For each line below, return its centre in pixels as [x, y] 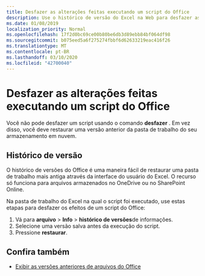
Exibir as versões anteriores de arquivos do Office [78, 267]
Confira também [38, 252]
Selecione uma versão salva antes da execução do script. [88, 226]
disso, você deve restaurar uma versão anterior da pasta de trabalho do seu [102, 129]
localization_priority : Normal [46, 29]
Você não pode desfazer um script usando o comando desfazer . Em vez [98, 123]
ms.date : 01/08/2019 [33, 23]
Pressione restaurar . [41, 233]
